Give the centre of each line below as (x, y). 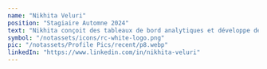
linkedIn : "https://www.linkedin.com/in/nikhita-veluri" (104, 52)
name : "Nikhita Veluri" (47, 15)
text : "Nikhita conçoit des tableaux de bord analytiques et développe (129, 30)
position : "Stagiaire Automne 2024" (68, 23)
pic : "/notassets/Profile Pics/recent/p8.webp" (88, 45)
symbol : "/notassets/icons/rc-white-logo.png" (86, 38)
